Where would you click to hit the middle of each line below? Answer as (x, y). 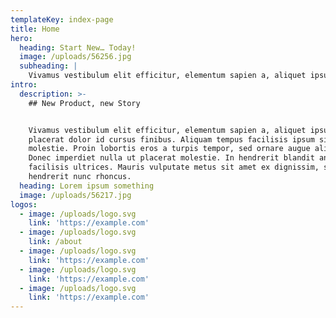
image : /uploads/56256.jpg (75, 57)
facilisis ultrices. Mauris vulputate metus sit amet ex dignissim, (174, 167)
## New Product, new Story (84, 103)
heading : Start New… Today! (78, 47)
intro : (24, 85)
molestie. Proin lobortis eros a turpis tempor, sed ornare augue (169, 149)
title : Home (35, 29)
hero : (21, 38)
